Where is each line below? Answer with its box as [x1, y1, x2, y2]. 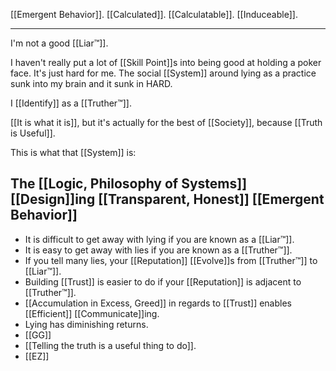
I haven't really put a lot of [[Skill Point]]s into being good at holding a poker [10, 57, 322, 68]
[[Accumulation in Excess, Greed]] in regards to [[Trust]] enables [24, 297, 292, 309]
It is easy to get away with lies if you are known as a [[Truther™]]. [24, 244, 293, 256]
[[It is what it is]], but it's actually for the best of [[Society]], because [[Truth [10, 117, 323, 128]
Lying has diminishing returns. [24, 318, 149, 330]
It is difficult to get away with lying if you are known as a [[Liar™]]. [24, 233, 295, 245]
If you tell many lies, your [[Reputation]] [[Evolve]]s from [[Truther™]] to [24, 254, 318, 266]
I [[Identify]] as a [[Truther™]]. [10, 97, 132, 109]
